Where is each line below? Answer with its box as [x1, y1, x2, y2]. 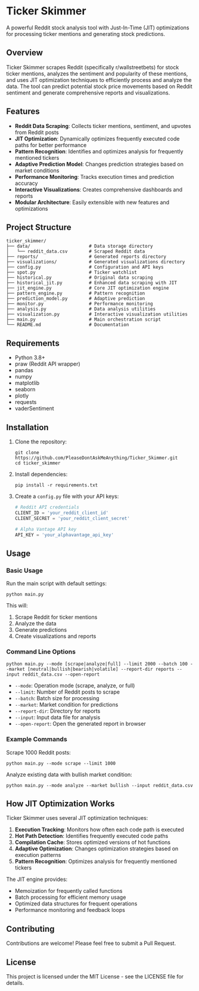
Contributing [6, 923, 55, 934]
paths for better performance [14, 141, 87, 148]
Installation [6, 422, 49, 432]
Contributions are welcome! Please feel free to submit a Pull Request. [6, 940, 176, 947]
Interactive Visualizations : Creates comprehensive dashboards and [14, 186, 183, 193]
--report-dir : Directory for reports [14, 707, 101, 715]
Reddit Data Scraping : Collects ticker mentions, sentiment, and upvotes [14, 122, 192, 129]
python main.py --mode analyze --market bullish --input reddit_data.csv [6, 782, 194, 788]
